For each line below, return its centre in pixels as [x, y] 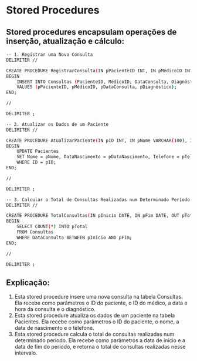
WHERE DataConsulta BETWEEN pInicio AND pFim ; [74, 238]
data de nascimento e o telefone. [54, 328]
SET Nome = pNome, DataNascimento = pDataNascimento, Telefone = [98, 157]
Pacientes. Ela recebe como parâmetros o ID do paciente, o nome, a [97, 322]
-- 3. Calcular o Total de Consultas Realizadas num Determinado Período [98, 200]
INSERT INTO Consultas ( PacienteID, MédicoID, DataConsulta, [93, 82]
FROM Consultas [35, 232]
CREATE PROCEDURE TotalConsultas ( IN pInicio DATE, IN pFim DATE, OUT [93, 216]
